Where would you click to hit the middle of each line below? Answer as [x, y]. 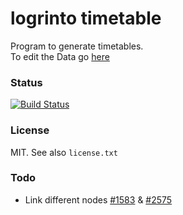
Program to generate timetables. [77, 46]
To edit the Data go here [60, 56]
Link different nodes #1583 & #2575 [98, 199]
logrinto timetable [86, 18]
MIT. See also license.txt [64, 152]
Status [26, 82]
